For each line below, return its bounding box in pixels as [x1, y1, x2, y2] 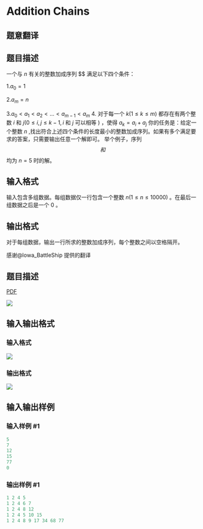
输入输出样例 [6, 402, 55, 413]
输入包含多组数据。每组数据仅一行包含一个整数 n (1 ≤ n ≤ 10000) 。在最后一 [6, 194, 197, 201]
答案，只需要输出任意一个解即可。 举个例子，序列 [17, 135, 142, 142]
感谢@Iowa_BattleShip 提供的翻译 [6, 251, 91, 259]
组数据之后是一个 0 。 [6, 201, 61, 209]
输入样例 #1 [6, 422, 40, 430]
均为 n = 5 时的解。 [6, 156, 56, 164]
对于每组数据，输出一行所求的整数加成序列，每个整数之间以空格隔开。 [6, 238, 183, 246]
